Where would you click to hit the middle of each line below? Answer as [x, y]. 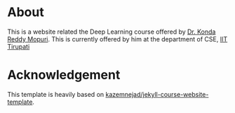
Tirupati [19, 46]
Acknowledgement [64, 75]
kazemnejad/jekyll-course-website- [157, 94]
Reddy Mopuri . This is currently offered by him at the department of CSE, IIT [117, 39]
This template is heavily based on [56, 94]
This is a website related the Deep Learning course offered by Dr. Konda [112, 32]
